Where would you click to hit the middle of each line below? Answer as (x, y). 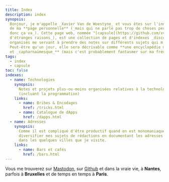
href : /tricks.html (44, 108)
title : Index (19, 10)
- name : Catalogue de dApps (48, 113)
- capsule (20, 66)
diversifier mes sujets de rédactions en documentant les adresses (91, 136)
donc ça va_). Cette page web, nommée (51, 33)
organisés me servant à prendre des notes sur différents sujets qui (84, 43)
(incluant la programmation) (49, 94)
